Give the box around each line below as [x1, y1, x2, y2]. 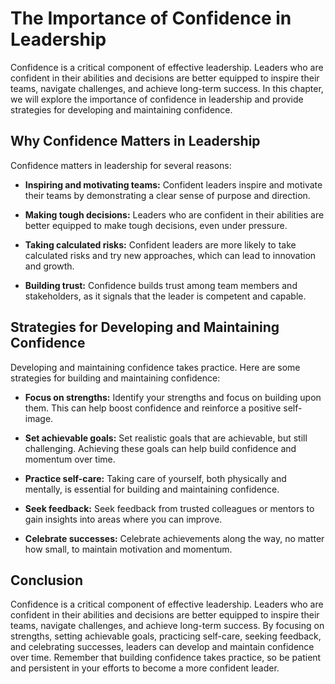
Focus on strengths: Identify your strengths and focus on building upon [24, 391, 322, 403]
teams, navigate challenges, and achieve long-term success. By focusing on [10, 620, 325, 632]
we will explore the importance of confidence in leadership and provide [10, 93, 304, 105]
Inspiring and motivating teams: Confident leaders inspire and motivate [24, 178, 323, 191]
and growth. [24, 260, 75, 272]
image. [24, 412, 54, 424]
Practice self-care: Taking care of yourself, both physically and [24, 472, 287, 484]
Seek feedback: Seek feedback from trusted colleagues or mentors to [24, 502, 315, 514]
